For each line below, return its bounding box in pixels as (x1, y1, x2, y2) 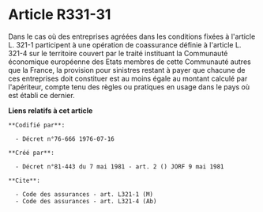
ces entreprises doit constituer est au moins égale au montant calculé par (8, 74, 248, 83)
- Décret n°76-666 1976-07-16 (15, 134, 115, 143)
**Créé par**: (8, 149, 55, 157)
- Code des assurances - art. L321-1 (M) (15, 190, 154, 199)
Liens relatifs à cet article (8, 105, 93, 115)
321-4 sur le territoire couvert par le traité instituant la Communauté (8, 48, 228, 58)
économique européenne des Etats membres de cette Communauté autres (8, 57, 251, 66)
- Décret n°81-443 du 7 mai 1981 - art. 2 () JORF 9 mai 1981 (15, 162, 224, 171)
